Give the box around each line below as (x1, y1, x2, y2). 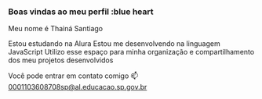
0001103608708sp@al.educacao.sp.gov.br (8, 83, 147, 92)
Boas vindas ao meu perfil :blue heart (8, 6, 154, 17)
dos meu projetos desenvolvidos (8, 55, 114, 65)
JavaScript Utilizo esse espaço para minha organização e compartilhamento (8, 48, 255, 57)
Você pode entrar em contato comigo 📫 (8, 71, 139, 80)
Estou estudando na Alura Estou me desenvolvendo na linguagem (8, 39, 221, 48)
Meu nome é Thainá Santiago (8, 24, 104, 34)
